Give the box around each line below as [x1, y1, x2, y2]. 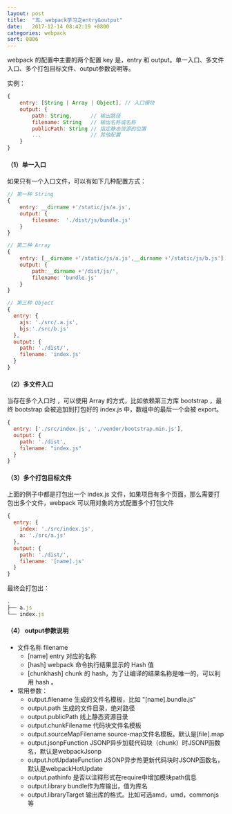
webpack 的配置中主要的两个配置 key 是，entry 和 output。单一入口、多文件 [7, 56, 224, 64]
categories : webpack [7, 29, 67, 37]
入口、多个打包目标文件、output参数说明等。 [7, 64, 135, 73]
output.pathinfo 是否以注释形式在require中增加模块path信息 [27, 773, 197, 781]
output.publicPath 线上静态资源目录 [27, 713, 129, 721]
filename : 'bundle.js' [32, 274, 97, 281]
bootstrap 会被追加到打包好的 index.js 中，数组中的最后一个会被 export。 [14, 405, 223, 414]
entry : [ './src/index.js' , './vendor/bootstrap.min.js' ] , [13, 425, 184, 433]
